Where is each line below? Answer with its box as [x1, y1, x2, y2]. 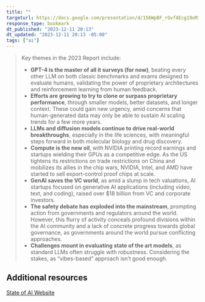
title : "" [6, 9, 32, 15]
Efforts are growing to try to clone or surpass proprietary [30, 92, 178, 99]
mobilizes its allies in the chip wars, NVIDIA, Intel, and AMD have [30, 164, 193, 171]
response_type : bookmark [6, 20, 70, 26]
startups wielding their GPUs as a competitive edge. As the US [30, 151, 188, 158]
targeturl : [6, 15, 34, 21]
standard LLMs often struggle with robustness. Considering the [30, 249, 190, 255]
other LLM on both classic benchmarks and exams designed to [30, 73, 189, 80]
